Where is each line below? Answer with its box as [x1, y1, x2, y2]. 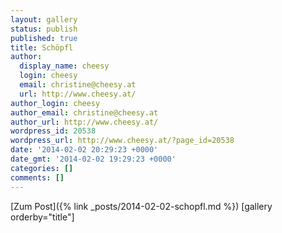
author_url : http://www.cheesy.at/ [10, 117, 159, 127]
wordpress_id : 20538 [10, 126, 97, 136]
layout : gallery [10, 14, 78, 25]
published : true [10, 33, 78, 43]
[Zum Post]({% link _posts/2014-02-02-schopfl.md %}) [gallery [10, 200, 273, 212]
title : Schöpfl [10, 42, 74, 53]
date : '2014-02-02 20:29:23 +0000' [10, 145, 159, 155]
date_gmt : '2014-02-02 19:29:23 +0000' [10, 154, 177, 164]
